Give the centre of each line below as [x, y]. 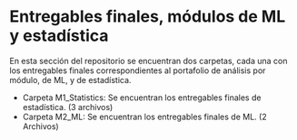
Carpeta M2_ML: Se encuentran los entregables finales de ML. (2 [144, 117]
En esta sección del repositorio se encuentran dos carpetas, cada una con [148, 61]
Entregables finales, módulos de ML [148, 17]
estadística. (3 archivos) [68, 107]
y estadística [59, 36]
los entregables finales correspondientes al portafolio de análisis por [138, 70]
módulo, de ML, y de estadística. [70, 79]
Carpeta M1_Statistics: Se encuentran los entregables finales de [142, 98]
